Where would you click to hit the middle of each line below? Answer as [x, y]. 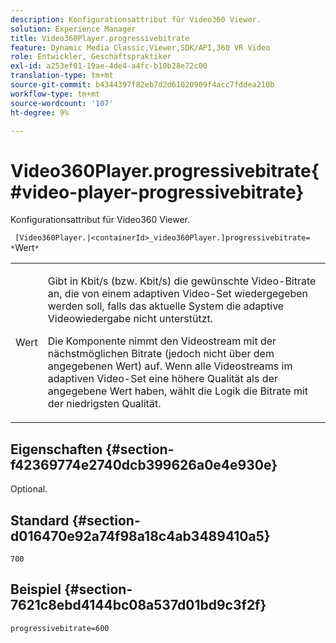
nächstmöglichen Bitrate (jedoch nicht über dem [161, 354]
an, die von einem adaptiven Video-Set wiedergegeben [178, 294]
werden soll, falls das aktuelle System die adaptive [166, 306]
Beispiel [36, 589]
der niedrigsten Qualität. [104, 404]
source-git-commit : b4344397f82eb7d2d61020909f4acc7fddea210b [142, 85]
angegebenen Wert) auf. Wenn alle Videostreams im [170, 366]
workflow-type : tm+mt [55, 94]
